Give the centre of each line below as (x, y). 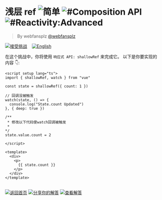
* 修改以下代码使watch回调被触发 (37, 122)
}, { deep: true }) (25, 108)
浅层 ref (21, 12)
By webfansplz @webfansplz (46, 36)
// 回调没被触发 (19, 96)
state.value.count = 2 (28, 135)
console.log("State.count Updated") (47, 104)
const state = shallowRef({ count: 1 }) (47, 86)
